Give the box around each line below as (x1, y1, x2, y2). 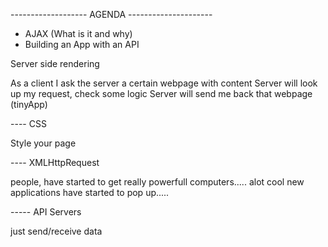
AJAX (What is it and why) (24, 28, 133, 39)
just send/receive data (10, 225, 103, 237)
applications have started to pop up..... (10, 187, 170, 198)
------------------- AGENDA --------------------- (10, 9, 213, 20)
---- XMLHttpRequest (10, 157, 100, 168)
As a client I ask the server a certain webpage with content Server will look (10, 77, 318, 89)
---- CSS (10, 118, 47, 129)
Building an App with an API (24, 39, 140, 50)
